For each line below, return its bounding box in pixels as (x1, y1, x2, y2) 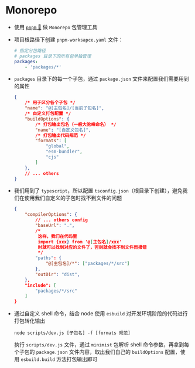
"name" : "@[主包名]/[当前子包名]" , (25, 105, 105, 111)
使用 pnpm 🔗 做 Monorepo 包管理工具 (13, 23, 98, 30)
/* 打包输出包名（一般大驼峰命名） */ (35, 121, 117, 128)
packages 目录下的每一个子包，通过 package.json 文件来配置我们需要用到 (13, 75, 189, 82)
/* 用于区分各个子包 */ (25, 100, 76, 106)
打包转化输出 (13, 317, 45, 325)
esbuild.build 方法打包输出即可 (20, 356, 98, 363)
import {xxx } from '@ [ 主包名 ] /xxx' (37, 239, 122, 245)
